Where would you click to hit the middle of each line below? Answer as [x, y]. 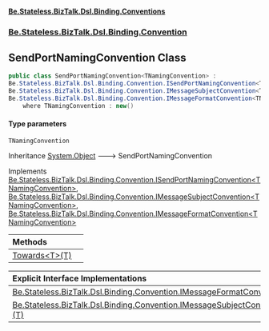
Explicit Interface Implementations [80, 278]
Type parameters [38, 124]
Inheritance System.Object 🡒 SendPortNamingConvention [110, 155]
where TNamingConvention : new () [78, 106]
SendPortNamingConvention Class [97, 57]
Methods [30, 241]
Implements [28, 171]
